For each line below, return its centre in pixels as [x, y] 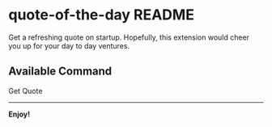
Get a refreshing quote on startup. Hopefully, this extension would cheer [129, 37]
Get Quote [25, 91]
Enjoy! [19, 114]
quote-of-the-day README [101, 15]
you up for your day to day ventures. [69, 45]
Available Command [60, 72]
